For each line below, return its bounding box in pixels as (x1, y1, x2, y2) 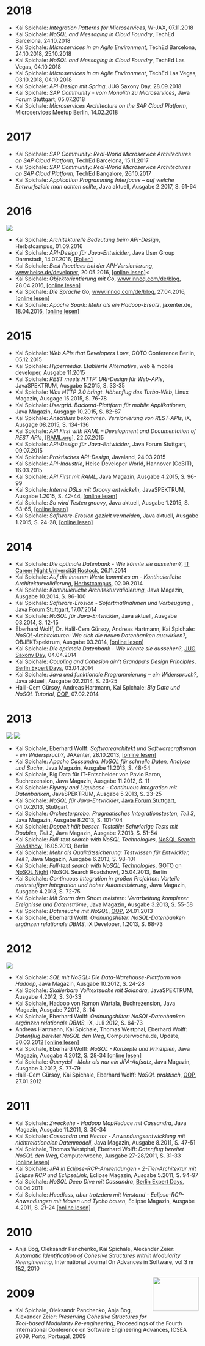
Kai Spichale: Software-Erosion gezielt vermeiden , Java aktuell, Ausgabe (15, 512, 199, 519)
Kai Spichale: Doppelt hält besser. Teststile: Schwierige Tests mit (15, 822, 178, 830)
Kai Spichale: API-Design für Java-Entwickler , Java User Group (15, 249, 175, 256)
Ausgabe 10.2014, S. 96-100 (15, 592, 87, 600)
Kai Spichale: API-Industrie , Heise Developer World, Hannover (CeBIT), (15, 460, 193, 467)
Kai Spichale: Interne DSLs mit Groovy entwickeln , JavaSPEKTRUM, (15, 486, 185, 493)
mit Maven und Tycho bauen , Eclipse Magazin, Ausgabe (53, 1197, 195, 1205)
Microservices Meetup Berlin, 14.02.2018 (15, 108, 118, 116)
